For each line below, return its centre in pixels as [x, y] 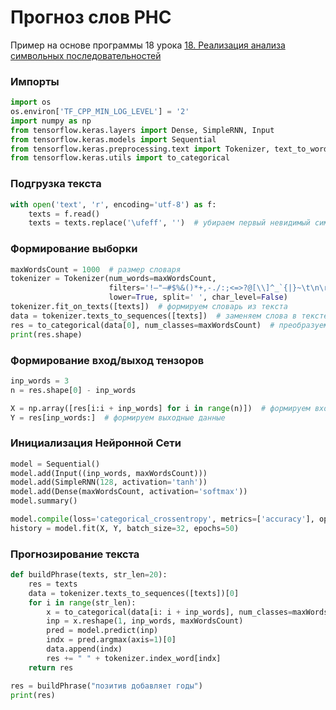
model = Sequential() [55, 464]
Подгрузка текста [56, 184]
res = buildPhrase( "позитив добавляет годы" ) [106, 686]
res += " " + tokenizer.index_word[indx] [134, 658]
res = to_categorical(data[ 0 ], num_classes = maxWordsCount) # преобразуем [169, 325]
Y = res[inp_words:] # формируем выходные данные [118, 417]
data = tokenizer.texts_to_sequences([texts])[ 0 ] [134, 593]
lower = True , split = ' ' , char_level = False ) [198, 297]
